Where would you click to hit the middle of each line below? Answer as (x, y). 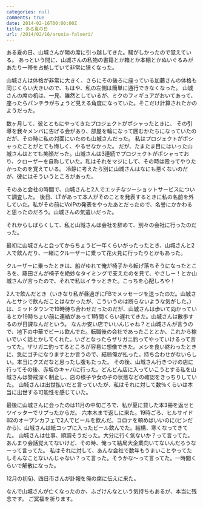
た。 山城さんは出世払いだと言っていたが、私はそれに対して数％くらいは (97, 384)
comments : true (25, 18)
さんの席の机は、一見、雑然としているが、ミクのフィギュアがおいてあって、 (101, 96)
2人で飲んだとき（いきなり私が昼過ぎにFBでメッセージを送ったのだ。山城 (99, 294)
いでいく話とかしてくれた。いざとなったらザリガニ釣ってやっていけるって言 (101, 339)
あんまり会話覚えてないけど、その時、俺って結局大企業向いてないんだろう (98, 443)
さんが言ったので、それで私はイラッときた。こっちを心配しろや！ (93, 281)
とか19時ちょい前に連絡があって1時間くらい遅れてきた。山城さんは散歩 (100, 317)
